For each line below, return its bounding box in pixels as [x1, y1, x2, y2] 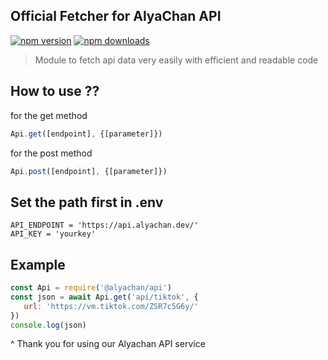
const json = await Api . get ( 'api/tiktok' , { [10, 292, 199, 302]
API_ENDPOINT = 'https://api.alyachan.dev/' [10, 220, 199, 231]
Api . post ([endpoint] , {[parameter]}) [10, 166, 168, 176]
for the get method [10, 109, 88, 121]
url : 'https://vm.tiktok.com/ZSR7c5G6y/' [23, 301, 199, 311]
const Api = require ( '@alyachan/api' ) [10, 283, 172, 293]
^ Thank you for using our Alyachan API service [10, 338, 206, 350]
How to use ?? [10, 83, 100, 100]
